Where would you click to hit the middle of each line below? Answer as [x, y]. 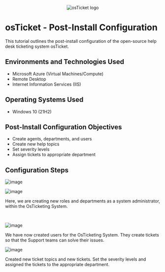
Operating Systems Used [44, 100]
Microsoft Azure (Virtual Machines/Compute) [58, 73]
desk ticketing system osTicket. [37, 46]
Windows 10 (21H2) [32, 111]
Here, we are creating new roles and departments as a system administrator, [82, 201]
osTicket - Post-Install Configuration [81, 28]
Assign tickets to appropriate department [54, 155]
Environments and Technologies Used [65, 62]
